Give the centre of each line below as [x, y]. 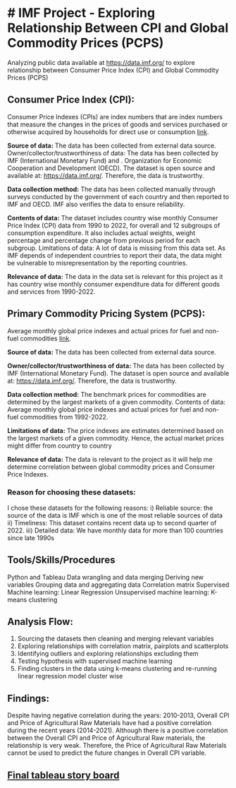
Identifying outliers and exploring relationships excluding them [108, 654]
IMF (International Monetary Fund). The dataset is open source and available [118, 373]
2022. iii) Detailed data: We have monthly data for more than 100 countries [115, 530]
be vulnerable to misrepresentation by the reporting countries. [98, 263]
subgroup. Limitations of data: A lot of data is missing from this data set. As [116, 248]
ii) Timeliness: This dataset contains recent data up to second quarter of [112, 523]
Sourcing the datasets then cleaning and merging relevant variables [116, 639]
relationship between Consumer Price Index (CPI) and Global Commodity [113, 70]
